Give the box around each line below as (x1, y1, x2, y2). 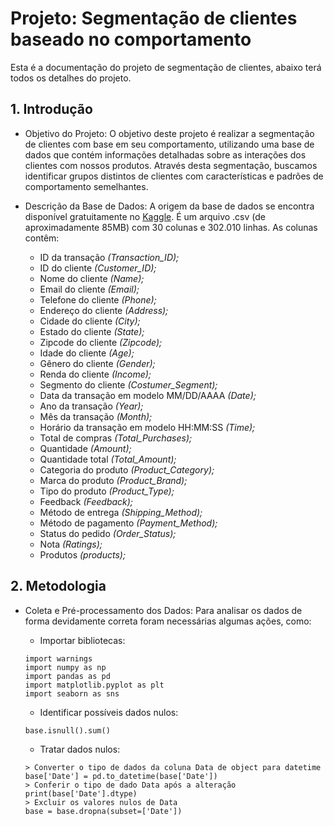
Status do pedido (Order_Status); (39, 527, 177, 539)
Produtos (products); (39, 548, 127, 561)
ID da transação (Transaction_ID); (39, 251, 180, 263)
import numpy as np (24, 662, 107, 672)
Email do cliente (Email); (39, 283, 140, 295)
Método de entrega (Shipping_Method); (39, 506, 203, 518)
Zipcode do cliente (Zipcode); (39, 336, 163, 348)
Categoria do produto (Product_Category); (39, 463, 215, 476)
